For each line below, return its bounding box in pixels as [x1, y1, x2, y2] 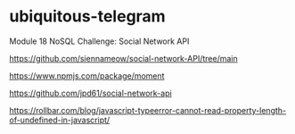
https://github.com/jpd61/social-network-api [9, 88, 172, 98]
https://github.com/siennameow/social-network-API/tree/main [9, 53, 238, 63]
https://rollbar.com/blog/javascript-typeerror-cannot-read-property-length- [9, 105, 287, 115]
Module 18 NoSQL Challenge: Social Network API [9, 36, 190, 46]
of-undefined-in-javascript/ [9, 114, 111, 125]
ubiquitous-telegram [9, 6, 167, 27]
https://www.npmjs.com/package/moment [9, 70, 165, 81]
